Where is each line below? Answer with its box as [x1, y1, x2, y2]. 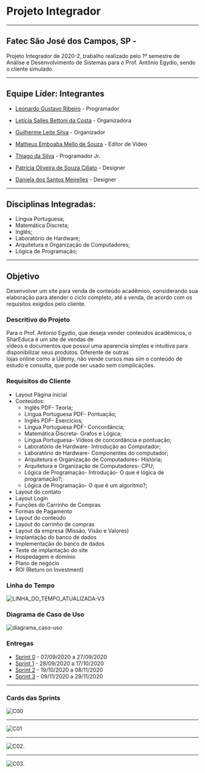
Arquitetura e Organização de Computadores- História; [24, 456, 163, 463]
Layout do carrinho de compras [15, 520, 95, 528]
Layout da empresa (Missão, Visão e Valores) [15, 527, 129, 534]
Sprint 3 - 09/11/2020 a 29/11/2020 [15, 672, 103, 680]
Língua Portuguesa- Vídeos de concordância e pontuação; [24, 436, 172, 444]
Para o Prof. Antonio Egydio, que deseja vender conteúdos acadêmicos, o [6, 329, 192, 337]
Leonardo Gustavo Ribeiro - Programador [15, 105, 120, 112]
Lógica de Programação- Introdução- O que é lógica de [24, 469, 165, 476]
